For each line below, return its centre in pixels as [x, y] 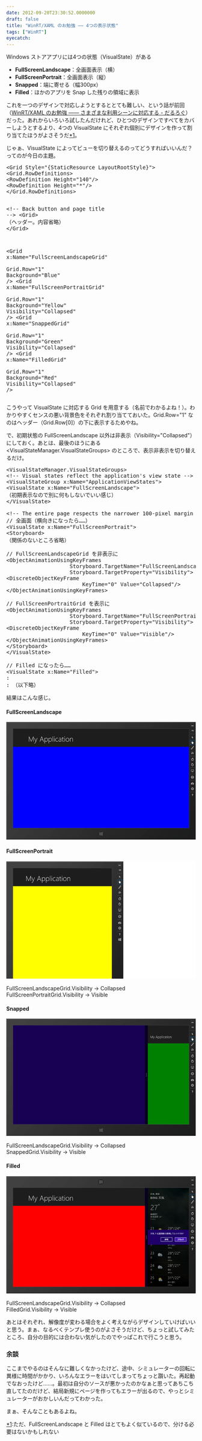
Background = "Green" [35, 342]
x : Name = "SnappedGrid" [38, 324]
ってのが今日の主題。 [32, 156]
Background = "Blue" [33, 275]
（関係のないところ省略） [38, 540]
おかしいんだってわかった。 [72, 1399]
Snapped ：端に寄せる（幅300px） [58, 85]
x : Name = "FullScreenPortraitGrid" [56, 287]
